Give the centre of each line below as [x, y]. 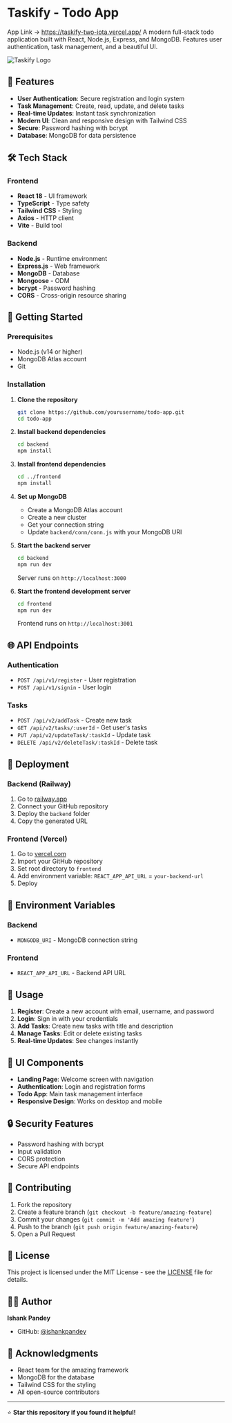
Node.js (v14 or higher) [50, 352]
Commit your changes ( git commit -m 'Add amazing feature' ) [106, 1219]
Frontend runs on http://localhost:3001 [75, 624]
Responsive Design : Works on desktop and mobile [89, 1101]
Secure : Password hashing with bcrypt [72, 128]
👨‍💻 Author [30, 1302]
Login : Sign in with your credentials [68, 1019]
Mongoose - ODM [43, 280]
